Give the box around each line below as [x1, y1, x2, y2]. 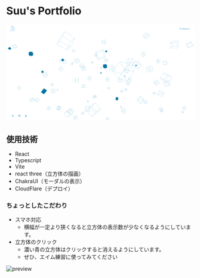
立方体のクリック [14, 239, 57, 246]
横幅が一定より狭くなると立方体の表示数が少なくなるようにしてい [23, 224, 186, 231]
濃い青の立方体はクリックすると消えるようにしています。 [23, 246, 165, 253]
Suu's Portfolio [6, 4, 82, 18]
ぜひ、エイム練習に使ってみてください [23, 254, 118, 261]
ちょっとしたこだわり [6, 202, 67, 210]
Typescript [14, 157, 42, 164]
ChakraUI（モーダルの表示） [14, 178, 85, 185]
